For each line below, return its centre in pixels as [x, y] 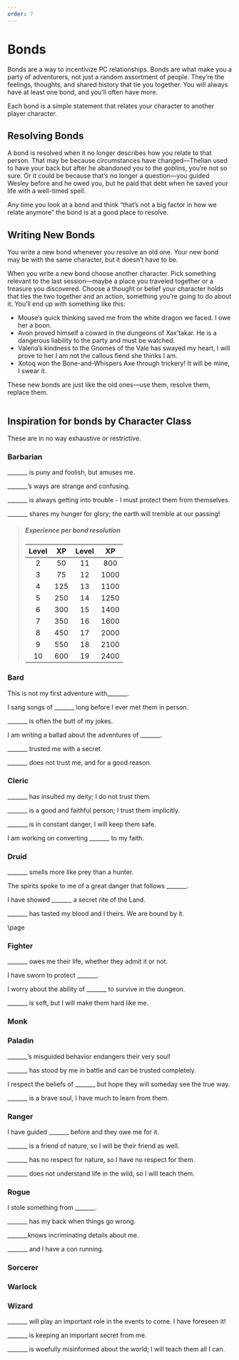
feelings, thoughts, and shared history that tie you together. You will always [118, 84]
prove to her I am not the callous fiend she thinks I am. [97, 356]
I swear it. [32, 371]
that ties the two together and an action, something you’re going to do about [119, 297]
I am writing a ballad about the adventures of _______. [85, 735]
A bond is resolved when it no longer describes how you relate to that [110, 153]
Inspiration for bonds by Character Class [100, 421]
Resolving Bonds [46, 135]
